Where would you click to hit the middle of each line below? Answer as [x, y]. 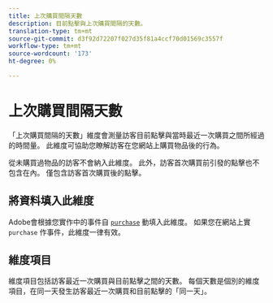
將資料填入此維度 [51, 201]
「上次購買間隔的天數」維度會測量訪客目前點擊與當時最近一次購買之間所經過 [136, 135]
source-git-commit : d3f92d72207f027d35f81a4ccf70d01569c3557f [116, 39]
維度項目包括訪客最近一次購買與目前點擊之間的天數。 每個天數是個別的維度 [134, 281]
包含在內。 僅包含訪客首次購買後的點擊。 [77, 172]
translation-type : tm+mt [50, 31]
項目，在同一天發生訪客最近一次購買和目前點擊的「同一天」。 [110, 291]
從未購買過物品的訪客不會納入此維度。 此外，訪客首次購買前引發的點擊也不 [134, 162]
